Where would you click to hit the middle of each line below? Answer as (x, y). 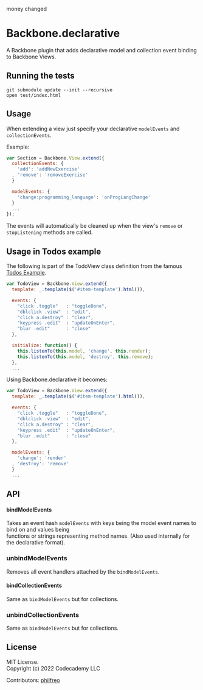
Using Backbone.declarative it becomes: (57, 379)
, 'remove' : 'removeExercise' (50, 175)
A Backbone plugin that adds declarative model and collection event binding (102, 50)
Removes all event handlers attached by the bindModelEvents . (83, 571)
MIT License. (22, 662)
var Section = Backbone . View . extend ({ (55, 158)
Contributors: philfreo (33, 680)
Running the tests (40, 76)
